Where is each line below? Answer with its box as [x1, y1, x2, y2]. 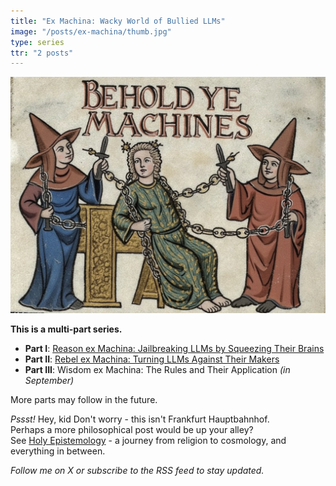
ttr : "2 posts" [10, 48, 74, 58]
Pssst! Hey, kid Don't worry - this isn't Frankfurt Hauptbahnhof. [10, 413, 270, 425]
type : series [10, 37, 65, 47]
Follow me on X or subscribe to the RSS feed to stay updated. [10, 465, 265, 477]
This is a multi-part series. [10, 323, 123, 335]
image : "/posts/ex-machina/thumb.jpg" [10, 26, 172, 37]
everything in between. [10, 445, 106, 457]
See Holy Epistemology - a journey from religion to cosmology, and [10, 435, 287, 447]
